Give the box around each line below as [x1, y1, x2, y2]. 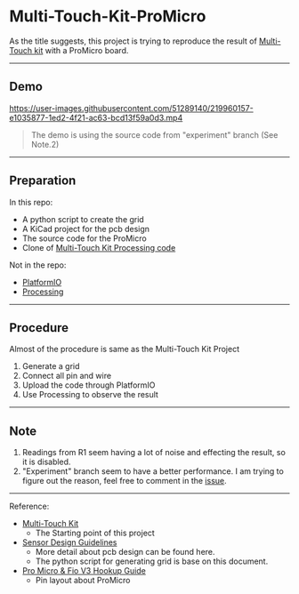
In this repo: [9, 197, 53, 207]
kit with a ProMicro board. [34, 44, 129, 55]
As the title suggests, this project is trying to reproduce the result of [9, 36, 258, 46]
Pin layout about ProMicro [35, 575, 131, 586]
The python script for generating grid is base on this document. [35, 556, 269, 566]
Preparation [9, 173, 77, 189]
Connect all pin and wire [21, 371, 112, 381]
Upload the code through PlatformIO [21, 380, 156, 390]
